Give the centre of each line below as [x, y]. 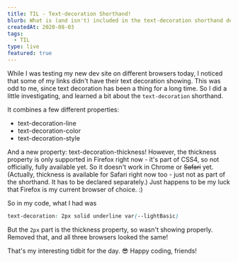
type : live [23, 47]
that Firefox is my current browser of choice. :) [75, 189]
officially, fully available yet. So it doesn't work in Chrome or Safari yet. [110, 167]
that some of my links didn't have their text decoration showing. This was [114, 81]
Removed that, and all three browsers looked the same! [88, 237]
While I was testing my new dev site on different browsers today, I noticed [115, 73]
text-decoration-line [47, 123]
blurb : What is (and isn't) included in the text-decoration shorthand [115, 20]
